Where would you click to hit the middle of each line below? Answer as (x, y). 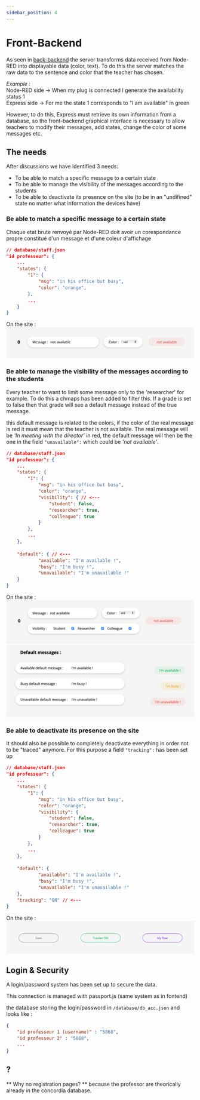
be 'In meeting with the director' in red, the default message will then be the (99, 435)
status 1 (16, 96)
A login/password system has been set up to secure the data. (81, 985)
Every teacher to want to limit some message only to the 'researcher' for (95, 392)
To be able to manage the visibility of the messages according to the (99, 185)
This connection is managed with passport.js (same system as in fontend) (97, 996)
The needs (26, 152)
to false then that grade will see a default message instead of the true (92, 405)
